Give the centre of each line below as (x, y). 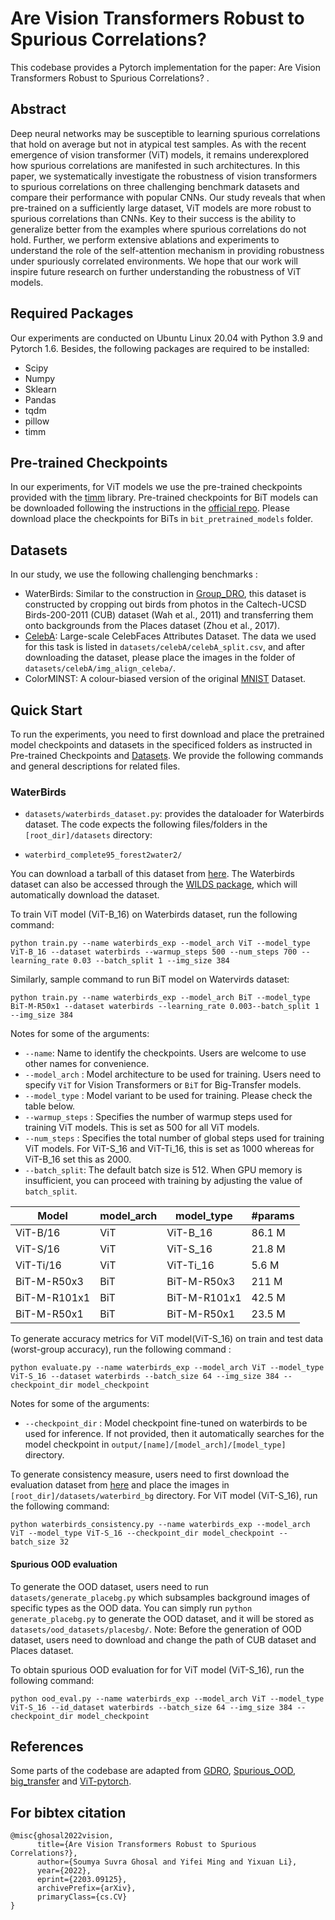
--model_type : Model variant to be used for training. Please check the (168, 1096)
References (47, 1746)
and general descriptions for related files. (95, 766)
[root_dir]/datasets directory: (88, 835)
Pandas (40, 399)
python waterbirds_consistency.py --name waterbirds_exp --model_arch (160, 1525)
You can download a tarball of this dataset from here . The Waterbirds (153, 874)
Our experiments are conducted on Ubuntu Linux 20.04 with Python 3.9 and (166, 338)
